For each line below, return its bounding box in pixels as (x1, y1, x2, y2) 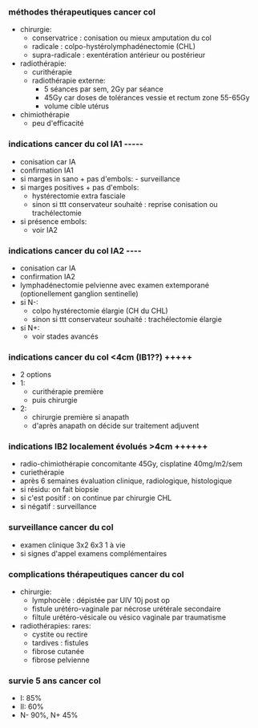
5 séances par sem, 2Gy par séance (43, 84, 164, 94)
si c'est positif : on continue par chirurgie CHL (19, 493, 172, 503)
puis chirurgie (31, 396, 78, 405)
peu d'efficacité (31, 119, 84, 128)
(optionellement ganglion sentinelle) (19, 288, 139, 299)
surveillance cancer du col (8, 522, 114, 533)
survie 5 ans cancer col (8, 675, 102, 686)
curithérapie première (31, 387, 104, 397)
